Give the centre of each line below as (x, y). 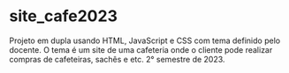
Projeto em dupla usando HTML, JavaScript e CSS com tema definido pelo (145, 40)
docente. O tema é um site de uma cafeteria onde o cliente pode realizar (141, 49)
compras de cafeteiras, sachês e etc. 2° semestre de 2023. (117, 59)
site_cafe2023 (63, 16)
